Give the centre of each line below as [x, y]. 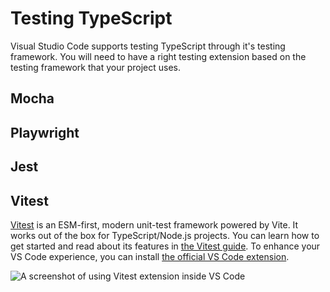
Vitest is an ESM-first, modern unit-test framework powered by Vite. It [154, 224]
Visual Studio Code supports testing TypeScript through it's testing [148, 46]
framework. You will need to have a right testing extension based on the [158, 56]
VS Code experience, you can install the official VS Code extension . [150, 256]
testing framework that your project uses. [95, 67]
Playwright [45, 132]
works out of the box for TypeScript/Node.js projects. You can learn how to [165, 235]
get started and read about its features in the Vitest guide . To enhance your [165, 246]
